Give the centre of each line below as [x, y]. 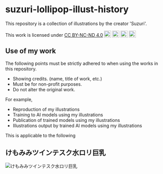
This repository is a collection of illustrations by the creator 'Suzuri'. [76, 23]
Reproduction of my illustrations [46, 109]
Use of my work [31, 51]
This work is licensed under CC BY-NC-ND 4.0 [54, 35]
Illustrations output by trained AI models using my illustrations [77, 126]
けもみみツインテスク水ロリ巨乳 [56, 153]
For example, [19, 99]
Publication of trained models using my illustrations [66, 120]
